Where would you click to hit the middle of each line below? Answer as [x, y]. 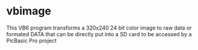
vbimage [29, 11]
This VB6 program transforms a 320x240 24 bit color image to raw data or [99, 28]
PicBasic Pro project [31, 40]
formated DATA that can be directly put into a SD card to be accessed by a [99, 34]
